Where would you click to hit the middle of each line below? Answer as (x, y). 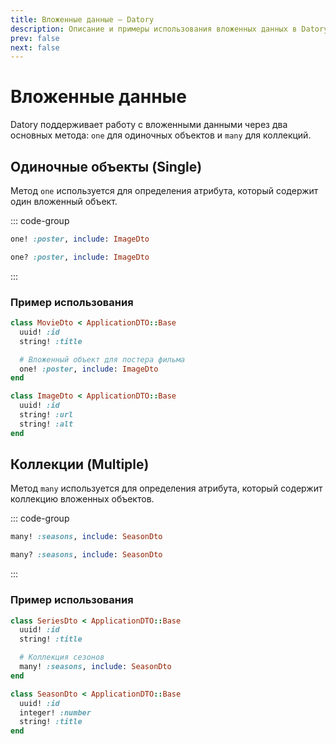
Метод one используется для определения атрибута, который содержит (164, 190)
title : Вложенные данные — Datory (82, 19)
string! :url (46, 415)
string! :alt (46, 424)
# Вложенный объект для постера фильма (102, 359)
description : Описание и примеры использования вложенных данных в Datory (169, 29)
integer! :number (55, 712)
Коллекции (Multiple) (80, 464)
